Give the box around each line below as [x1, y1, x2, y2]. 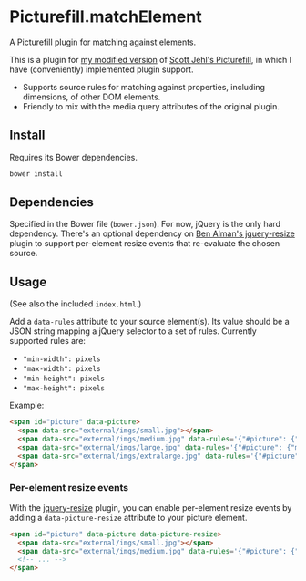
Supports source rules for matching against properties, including [22, 81, 266, 92]
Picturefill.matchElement [9, 6, 202, 27]
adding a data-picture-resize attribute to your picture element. [9, 512, 248, 523]
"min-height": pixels [22, 374, 105, 384]
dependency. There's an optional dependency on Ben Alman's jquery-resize [9, 228, 296, 239]
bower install [9, 169, 64, 179]
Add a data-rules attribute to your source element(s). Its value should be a [9, 316, 290, 327]
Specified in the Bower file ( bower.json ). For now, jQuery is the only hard [9, 219, 280, 230]
